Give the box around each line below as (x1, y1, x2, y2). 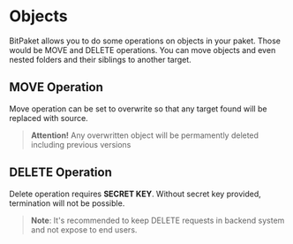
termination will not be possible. (9, 197, 125, 209)
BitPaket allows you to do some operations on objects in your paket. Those (9, 35, 281, 46)
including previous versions (30, 139, 131, 149)
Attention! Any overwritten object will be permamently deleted (30, 130, 259, 141)
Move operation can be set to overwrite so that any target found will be (9, 103, 267, 114)
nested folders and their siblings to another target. (9, 54, 192, 65)
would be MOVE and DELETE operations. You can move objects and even (9, 44, 276, 55)
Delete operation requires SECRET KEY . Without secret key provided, (9, 188, 262, 199)
